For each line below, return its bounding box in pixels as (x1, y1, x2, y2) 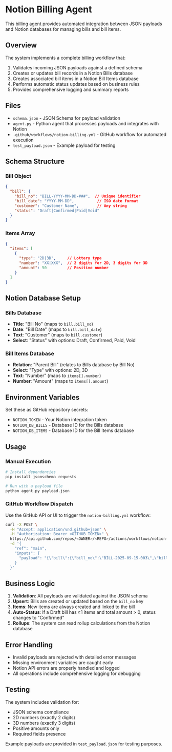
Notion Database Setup (5, 294, 81, 303)
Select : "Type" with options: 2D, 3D (12, 367, 88, 373)
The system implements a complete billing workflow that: (5, 54, 126, 61)
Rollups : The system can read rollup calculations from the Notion (12, 620, 150, 626)
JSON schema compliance (12, 709, 69, 715)
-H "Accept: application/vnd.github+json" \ (10, 527, 106, 532)
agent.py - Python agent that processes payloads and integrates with (12, 120, 159, 126)
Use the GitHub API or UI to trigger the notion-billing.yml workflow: (5, 512, 151, 518)
